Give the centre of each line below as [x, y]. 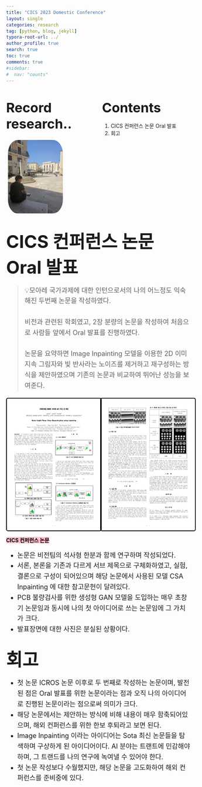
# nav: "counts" [27, 74]
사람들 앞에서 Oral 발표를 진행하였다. [86, 332]
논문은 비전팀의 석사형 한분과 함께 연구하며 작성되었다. [97, 555]
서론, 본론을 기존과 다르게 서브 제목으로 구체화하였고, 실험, [102, 566]
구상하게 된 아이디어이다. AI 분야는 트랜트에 [101, 746]
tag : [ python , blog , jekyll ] [42, 31]
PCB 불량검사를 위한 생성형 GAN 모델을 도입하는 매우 [95, 597]
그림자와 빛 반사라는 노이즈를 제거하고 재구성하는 [110, 364]
